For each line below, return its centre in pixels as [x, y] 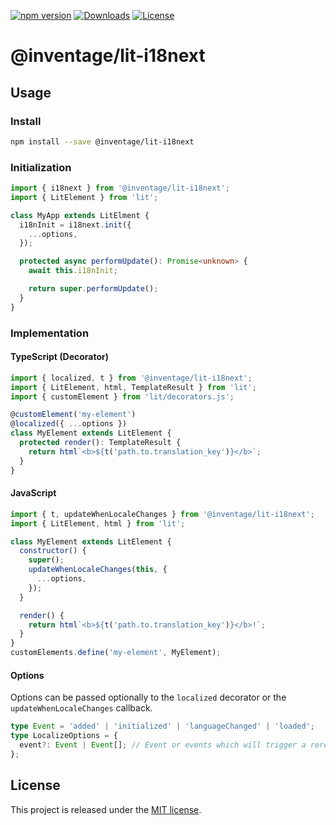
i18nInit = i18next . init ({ [75, 225]
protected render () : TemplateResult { [100, 443]
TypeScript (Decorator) [60, 357]
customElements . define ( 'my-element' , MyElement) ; [116, 653]
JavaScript [33, 493]
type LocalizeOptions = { [64, 736]
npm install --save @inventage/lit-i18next [102, 141]
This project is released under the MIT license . [106, 809]
